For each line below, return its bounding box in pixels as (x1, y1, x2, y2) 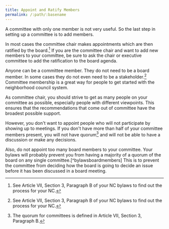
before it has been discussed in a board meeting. (5, 168, 107, 174)
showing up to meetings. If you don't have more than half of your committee (5, 125, 163, 131)
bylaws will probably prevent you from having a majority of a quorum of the (5, 152, 161, 158)
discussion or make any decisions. (5, 137, 77, 143)
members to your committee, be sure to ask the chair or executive (5, 52, 142, 58)
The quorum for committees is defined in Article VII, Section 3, (12, 212, 142, 219)
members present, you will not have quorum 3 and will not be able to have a (5, 130, 161, 137)
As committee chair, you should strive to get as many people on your (5, 94, 147, 100)
